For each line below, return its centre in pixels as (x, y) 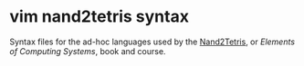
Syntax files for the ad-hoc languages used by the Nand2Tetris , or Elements (152, 42)
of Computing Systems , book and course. (88, 51)
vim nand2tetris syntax (100, 17)
